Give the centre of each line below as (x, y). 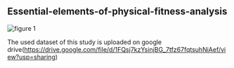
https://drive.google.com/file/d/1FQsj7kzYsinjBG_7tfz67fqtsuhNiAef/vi (125, 49)
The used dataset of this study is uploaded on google (85, 42)
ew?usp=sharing (32, 57)
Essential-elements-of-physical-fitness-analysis (117, 12)
